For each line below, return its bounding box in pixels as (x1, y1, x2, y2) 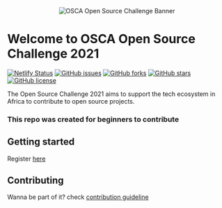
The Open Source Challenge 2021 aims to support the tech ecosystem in (7, 90, 216, 98)
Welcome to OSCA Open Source (7, 31, 196, 47)
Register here (7, 154, 46, 163)
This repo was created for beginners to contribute (7, 114, 180, 124)
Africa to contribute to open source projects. (7, 97, 135, 105)
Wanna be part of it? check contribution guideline (7, 193, 149, 201)
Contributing (7, 175, 64, 186)
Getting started (7, 136, 75, 148)
